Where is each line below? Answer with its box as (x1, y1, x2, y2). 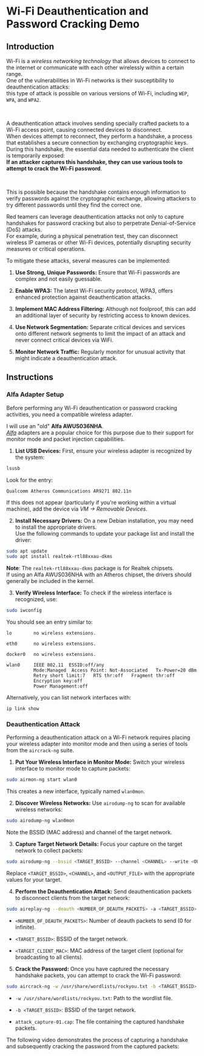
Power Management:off (33, 683, 88, 690)
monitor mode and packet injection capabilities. (6, 435, 125, 443)
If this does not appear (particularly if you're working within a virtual (6, 499, 176, 506)
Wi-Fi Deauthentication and (6, 4, 149, 18)
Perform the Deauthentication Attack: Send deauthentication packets (15, 888, 192, 895)
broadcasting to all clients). (15, 953, 84, 961)
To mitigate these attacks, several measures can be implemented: (6, 257, 171, 264)
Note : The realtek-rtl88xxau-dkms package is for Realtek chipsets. (6, 565, 174, 572)
